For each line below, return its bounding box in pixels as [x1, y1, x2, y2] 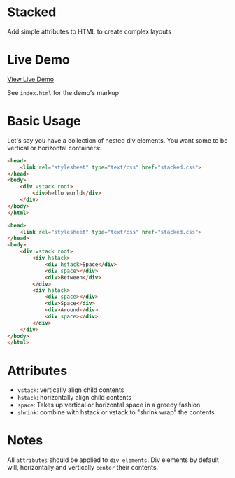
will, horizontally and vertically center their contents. [7, 463, 159, 472]
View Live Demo [7, 75, 55, 83]
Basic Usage [7, 113, 81, 129]
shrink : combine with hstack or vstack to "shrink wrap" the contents [17, 408, 215, 416]
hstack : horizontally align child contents [17, 393, 131, 402]
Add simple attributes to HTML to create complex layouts [7, 27, 171, 36]
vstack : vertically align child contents [17, 386, 124, 394]
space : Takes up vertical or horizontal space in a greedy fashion [17, 400, 201, 409]
